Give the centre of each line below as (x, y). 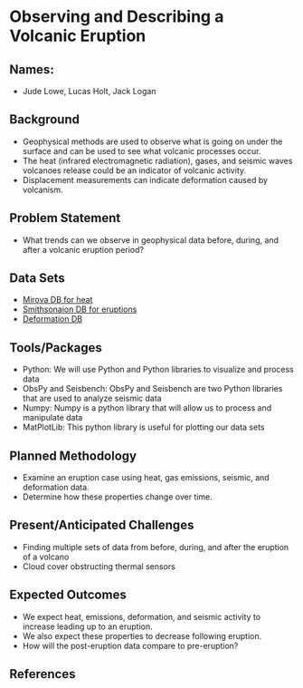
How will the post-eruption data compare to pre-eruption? (130, 645)
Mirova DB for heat (57, 300)
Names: (32, 69)
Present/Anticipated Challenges (102, 525)
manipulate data (52, 418)
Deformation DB (52, 319)
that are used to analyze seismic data (92, 398)
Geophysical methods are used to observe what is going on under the (152, 141)
